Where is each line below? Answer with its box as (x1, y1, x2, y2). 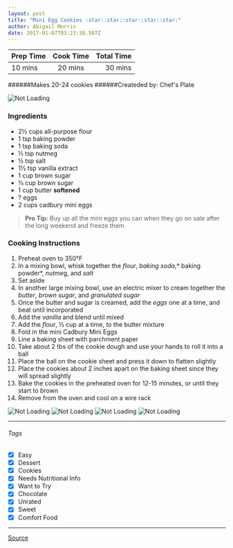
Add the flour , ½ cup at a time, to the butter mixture (17, 320, 165, 328)
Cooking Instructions (8, 238, 80, 248)
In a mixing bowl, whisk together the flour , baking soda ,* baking (17, 261, 201, 270)
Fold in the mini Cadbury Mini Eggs (17, 328, 118, 336)
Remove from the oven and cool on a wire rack (17, 393, 151, 401)
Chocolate (17, 490, 48, 498)
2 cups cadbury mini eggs (17, 200, 93, 209)
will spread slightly (17, 371, 71, 380)
